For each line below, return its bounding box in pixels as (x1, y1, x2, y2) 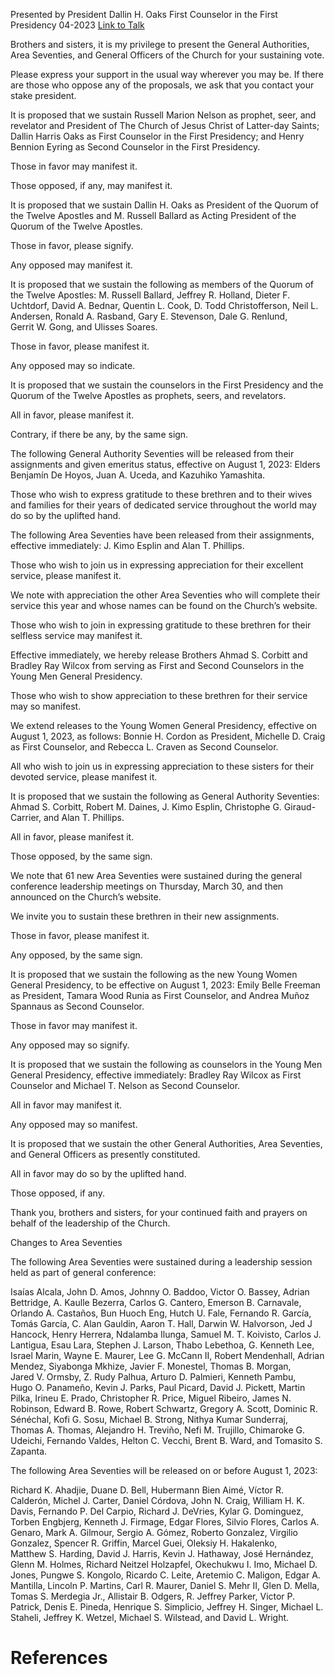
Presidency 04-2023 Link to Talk (10, 19, 145, 31)
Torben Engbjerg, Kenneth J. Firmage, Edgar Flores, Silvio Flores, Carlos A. (10, 1516, 320, 1528)
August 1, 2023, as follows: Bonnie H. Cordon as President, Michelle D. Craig (10, 730, 326, 742)
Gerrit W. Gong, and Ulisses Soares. (10, 321, 158, 333)
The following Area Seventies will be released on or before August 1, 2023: (10, 1465, 318, 1476)
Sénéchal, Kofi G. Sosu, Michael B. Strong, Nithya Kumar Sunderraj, (10, 1414, 288, 1425)
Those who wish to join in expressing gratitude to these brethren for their (10, 619, 312, 631)
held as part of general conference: (10, 1267, 157, 1278)
